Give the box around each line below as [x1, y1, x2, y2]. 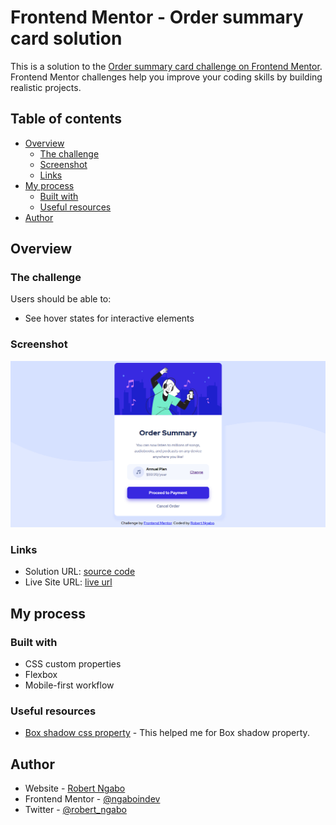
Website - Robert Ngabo [24, 782, 126, 795]
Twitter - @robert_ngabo [24, 804, 127, 816]
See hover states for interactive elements [24, 312, 195, 325]
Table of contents [10, 111, 122, 128]
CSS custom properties [24, 657, 122, 670]
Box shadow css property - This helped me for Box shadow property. [24, 727, 310, 739]
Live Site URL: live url [24, 576, 113, 588]
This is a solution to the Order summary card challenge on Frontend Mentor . [10, 60, 323, 72]
